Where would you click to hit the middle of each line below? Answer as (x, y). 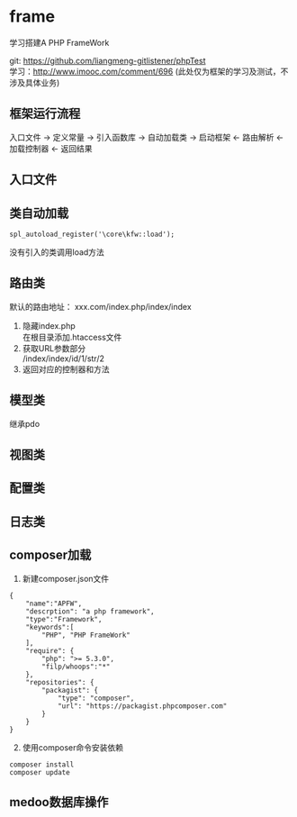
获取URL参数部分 (54, 348)
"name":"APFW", (54, 604)
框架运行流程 (45, 114)
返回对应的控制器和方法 (66, 369)
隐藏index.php (49, 325)
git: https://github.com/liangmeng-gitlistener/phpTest (108, 60)
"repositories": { (60, 682)
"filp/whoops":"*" (76, 667)
